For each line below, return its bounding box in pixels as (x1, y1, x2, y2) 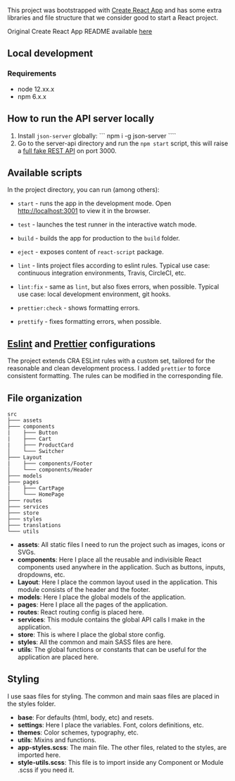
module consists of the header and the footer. (17, 585, 151, 593)
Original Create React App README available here (7, 28, 153, 35)
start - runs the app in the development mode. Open (17, 199, 172, 207)
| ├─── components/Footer (7, 460, 93, 467)
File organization (7, 392, 82, 404)
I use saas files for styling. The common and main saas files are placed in (7, 691, 220, 701)
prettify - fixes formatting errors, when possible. (17, 317, 162, 326)
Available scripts (7, 167, 82, 178)
